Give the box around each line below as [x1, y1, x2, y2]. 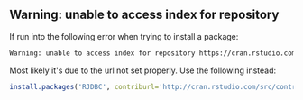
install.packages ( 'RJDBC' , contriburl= [9, 82, 160, 91]
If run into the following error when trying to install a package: [9, 31, 239, 41]
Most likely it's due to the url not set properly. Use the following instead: [9, 65, 277, 76]
